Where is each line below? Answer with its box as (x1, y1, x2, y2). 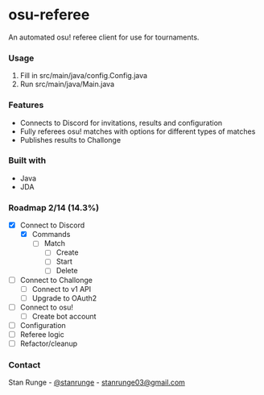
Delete (56, 266, 78, 276)
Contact (8, 359, 41, 370)
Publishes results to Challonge (19, 135, 122, 144)
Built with (8, 155, 47, 166)
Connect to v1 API (31, 284, 92, 293)
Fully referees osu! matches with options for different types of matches (19, 127, 256, 136)
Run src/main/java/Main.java (19, 79, 115, 89)
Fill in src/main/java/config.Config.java (19, 71, 147, 81)
